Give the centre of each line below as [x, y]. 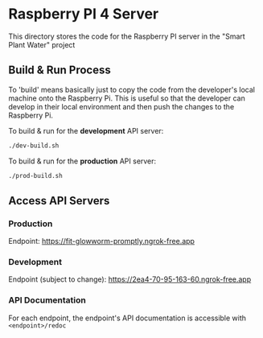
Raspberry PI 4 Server [84, 14]
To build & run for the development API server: [86, 130]
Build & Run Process [60, 70]
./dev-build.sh [34, 146]
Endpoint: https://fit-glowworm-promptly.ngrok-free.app [102, 241]
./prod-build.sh [35, 175]
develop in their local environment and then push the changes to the [121, 106]
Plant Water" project [42, 44]
